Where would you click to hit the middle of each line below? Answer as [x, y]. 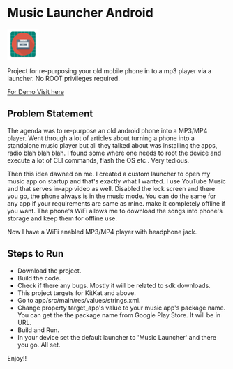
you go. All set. [39, 345]
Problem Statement [50, 114]
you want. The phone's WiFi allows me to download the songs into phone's [115, 211]
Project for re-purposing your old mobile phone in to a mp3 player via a [109, 70]
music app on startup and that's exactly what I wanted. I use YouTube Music [117, 181]
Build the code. [39, 278]
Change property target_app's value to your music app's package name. [121, 308]
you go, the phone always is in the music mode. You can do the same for [112, 196]
